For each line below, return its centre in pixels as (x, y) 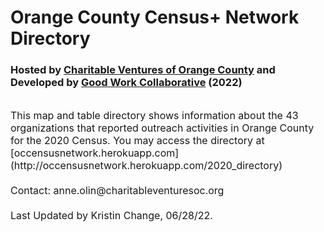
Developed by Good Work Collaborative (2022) (126, 83)
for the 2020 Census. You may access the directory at (137, 141)
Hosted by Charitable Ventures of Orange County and (143, 70)
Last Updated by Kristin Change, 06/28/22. (111, 216)
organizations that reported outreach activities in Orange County (162, 128)
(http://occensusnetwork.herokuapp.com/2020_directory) (146, 166)
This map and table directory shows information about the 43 (154, 116)
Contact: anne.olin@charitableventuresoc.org (117, 191)
